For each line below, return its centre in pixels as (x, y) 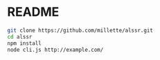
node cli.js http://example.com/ (55, 50)
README (33, 12)
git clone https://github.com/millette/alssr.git (80, 30)
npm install (24, 43)
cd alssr (20, 37)
